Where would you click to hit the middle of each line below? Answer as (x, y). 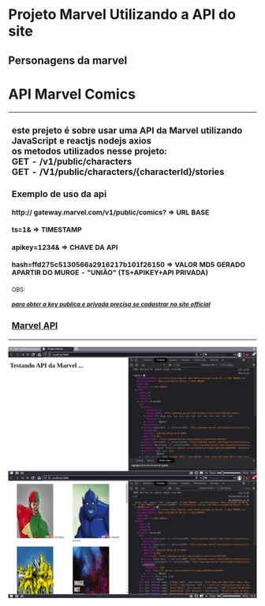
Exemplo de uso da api (59, 194)
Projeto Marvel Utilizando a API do (122, 15)
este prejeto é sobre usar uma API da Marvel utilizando (127, 130)
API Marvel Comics (72, 94)
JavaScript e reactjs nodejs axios (81, 141)
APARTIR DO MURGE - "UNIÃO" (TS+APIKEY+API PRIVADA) (110, 272)
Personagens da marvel (68, 60)
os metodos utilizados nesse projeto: (89, 151)
